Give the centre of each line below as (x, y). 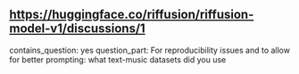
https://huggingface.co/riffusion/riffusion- (132, 15)
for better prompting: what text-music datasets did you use (118, 59)
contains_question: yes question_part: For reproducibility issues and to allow (149, 50)
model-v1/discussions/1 (77, 29)
